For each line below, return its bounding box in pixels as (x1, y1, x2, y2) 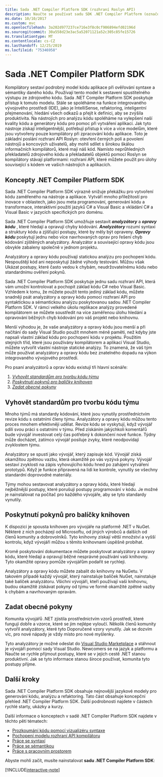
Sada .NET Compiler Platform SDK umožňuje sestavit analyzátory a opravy (5, 219, 157, 224)
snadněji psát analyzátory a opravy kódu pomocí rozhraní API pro (5, 294, 136, 300)
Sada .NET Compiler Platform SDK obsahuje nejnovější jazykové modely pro (5, 688, 157, 694)
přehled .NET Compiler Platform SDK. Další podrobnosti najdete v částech (5, 698, 153, 704)
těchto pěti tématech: (5, 718, 48, 724)
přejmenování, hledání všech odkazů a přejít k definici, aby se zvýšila (5, 110, 144, 116)
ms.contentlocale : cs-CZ (5, 39, 55, 44)
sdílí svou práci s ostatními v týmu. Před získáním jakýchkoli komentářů (5, 427, 147, 432)
